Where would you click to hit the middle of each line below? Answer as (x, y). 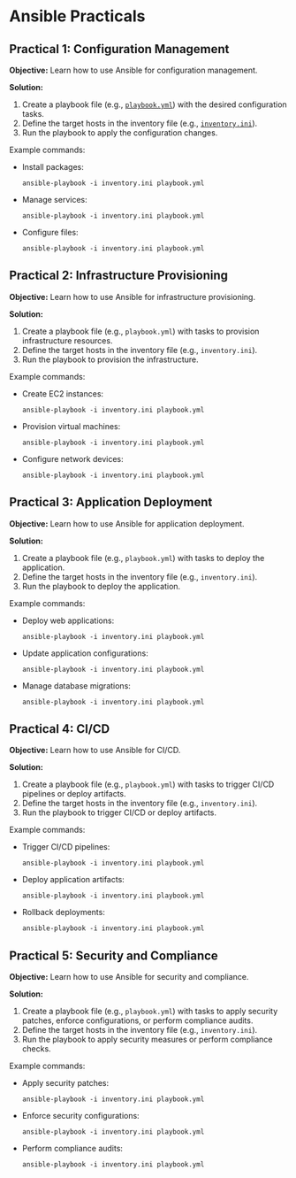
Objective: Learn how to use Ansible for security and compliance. (129, 977)
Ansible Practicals (77, 16)
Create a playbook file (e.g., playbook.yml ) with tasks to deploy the (143, 558)
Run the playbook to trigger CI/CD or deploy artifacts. (119, 812)
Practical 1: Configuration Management (119, 49)
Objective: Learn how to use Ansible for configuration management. (133, 70)
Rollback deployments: (64, 912)
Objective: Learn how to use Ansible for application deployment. (127, 523)
